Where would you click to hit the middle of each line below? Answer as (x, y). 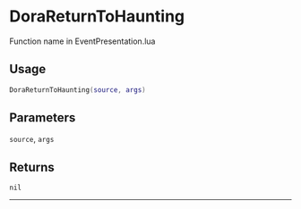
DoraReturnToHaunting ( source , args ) (77, 90)
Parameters (43, 118)
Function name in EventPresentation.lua (82, 41)
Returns (32, 167)
